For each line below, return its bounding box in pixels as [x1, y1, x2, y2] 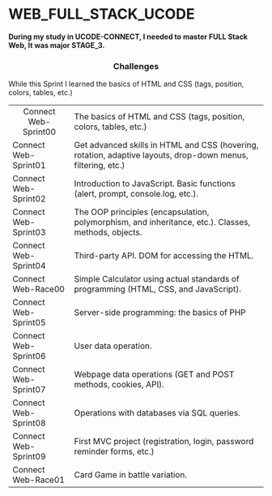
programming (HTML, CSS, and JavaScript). [74, 283, 241, 295]
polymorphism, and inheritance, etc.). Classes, [74, 217, 251, 228]
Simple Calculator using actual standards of [74, 274, 240, 285]
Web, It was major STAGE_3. [8, 40, 105, 50]
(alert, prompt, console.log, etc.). [74, 188, 199, 200]
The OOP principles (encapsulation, [74, 206, 210, 218]
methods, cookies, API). [74, 379, 164, 390]
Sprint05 [12, 317, 46, 329]
